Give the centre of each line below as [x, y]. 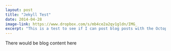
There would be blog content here [41, 43]
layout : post [19, 10]
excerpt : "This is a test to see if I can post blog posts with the [79, 29]
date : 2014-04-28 [24, 19]
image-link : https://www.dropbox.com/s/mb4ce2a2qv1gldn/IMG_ [72, 24]
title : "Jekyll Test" [28, 15]
